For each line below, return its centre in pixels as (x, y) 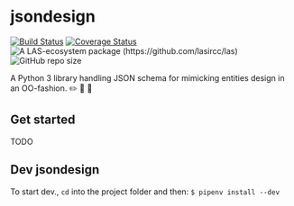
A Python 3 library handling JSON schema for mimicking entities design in (147, 77)
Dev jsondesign (55, 170)
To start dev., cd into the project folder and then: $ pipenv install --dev (145, 192)
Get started (43, 120)
